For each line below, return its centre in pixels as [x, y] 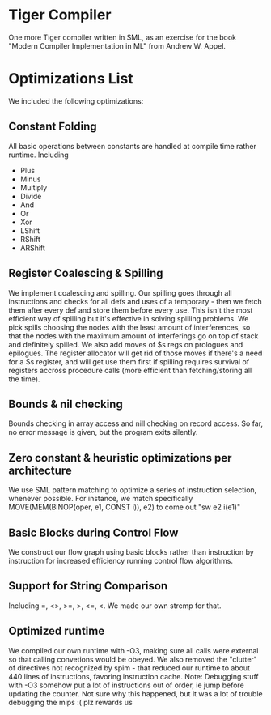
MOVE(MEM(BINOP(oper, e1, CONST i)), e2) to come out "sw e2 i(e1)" [125, 507]
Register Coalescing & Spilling [86, 273]
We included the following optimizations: [76, 101]
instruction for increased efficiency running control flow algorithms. [121, 560]
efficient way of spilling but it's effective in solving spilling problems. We [129, 318]
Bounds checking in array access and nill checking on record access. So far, [136, 423]
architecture [40, 470]
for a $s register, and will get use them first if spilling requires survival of [129, 361]
